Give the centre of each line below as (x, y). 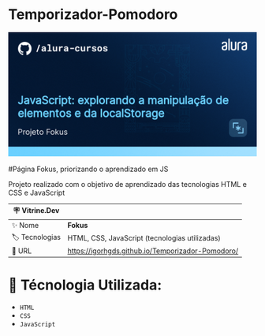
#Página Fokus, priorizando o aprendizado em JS (88, 169)
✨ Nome (25, 225)
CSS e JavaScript (37, 192)
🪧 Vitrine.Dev (36, 211)
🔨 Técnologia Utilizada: (85, 285)
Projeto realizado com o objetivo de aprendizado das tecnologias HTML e (127, 184)
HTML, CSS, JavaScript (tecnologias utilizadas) (144, 238)
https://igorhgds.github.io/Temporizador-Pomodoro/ (153, 251)
